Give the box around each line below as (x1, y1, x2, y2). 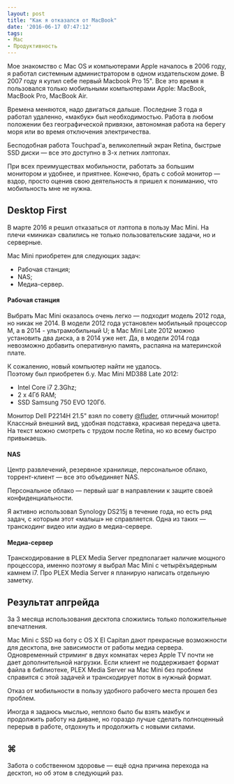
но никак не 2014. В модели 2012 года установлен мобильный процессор (7, 319, 228, 327)
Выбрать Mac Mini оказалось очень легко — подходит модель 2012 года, (7, 312, 226, 320)
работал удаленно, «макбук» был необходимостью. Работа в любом (7, 113, 214, 121)
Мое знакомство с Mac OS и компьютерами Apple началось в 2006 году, (7, 62, 227, 70)
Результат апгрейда (7, 596, 100, 608)
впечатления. (7, 622, 47, 631)
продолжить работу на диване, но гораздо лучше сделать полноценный (7, 715, 224, 724)
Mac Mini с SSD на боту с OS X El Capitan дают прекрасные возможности (7, 636, 227, 644)
